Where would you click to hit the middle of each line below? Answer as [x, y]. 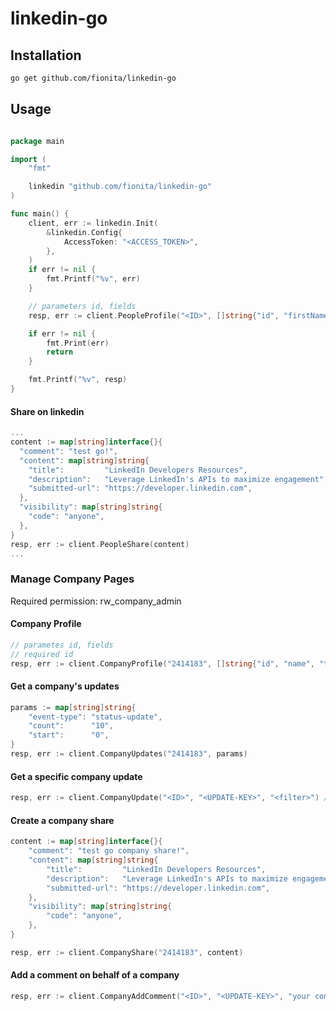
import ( [28, 159]
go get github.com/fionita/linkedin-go [93, 78]
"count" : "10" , [71, 726]
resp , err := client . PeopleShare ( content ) [100, 544]
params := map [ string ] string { [73, 707]
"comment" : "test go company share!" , [109, 851]
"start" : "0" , [69, 735]
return [60, 352]
